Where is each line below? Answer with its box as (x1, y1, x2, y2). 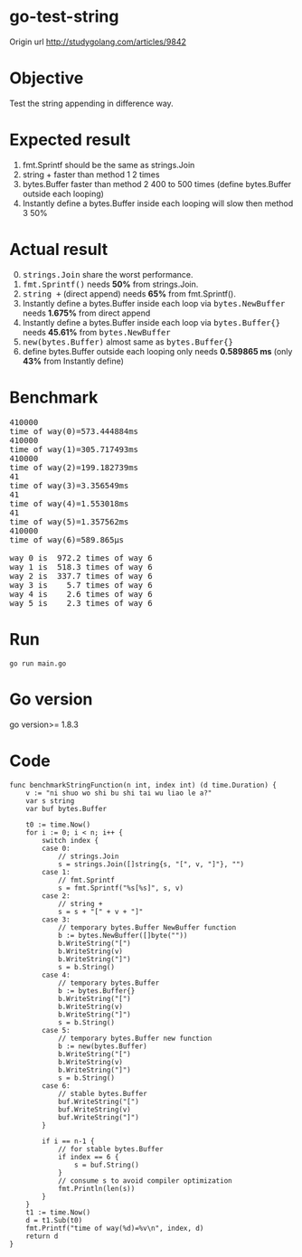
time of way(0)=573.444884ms (9, 426, 138, 436)
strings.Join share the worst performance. (22, 269, 193, 279)
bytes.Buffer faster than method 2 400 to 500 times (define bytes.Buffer (22, 178, 292, 189)
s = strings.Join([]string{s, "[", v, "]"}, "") (57, 859, 245, 869)
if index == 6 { (57, 1152, 119, 1161)
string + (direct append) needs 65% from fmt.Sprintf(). (22, 288, 237, 299)
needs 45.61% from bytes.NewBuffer (22, 326, 171, 337)
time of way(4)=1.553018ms (9, 498, 129, 508)
